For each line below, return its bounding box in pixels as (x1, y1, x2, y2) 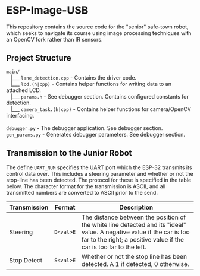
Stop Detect (9, 256, 43, 264)
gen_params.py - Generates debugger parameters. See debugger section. (6, 131, 186, 138)
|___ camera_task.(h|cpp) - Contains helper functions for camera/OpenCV (10, 105, 192, 113)
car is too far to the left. (81, 243, 147, 251)
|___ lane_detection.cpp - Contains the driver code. (10, 74, 137, 81)
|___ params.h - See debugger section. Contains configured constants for (10, 93, 189, 100)
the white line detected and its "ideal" (81, 220, 186, 229)
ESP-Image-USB (6, 4, 89, 17)
